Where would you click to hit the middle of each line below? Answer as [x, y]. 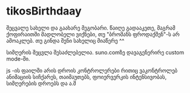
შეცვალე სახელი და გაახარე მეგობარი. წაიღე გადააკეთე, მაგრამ [91, 28]
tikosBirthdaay [44, 11]
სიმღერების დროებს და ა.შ [41, 83]
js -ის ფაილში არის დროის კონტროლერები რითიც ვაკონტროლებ [92, 70]
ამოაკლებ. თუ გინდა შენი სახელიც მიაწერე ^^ [65, 40]
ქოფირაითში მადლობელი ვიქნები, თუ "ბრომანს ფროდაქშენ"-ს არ [93, 34]
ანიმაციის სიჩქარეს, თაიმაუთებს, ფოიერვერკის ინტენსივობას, [87, 77]
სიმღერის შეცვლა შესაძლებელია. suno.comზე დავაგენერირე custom [95, 52]
